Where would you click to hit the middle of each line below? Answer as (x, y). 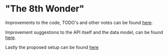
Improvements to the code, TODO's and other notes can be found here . (79, 22)
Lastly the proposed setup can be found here (52, 47)
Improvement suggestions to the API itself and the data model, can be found (84, 32)
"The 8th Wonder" (45, 9)
